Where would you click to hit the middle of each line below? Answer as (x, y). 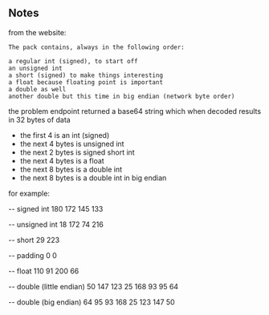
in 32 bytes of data (39, 119)
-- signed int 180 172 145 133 (56, 208)
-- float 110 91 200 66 (44, 271)
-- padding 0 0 (33, 255)
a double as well (37, 89)
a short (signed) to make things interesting (86, 75)
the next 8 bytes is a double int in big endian (93, 178)
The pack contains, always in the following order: (96, 47)
